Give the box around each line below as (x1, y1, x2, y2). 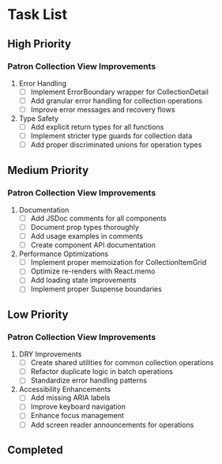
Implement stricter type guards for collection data (30, 131, 193, 141)
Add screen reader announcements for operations (30, 420, 194, 429)
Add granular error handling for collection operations (30, 96, 203, 105)
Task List (7, 6, 68, 24)
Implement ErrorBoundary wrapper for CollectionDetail (30, 87, 209, 96)
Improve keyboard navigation (30, 402, 126, 412)
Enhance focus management (30, 411, 124, 421)
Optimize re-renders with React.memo (30, 266, 156, 276)
